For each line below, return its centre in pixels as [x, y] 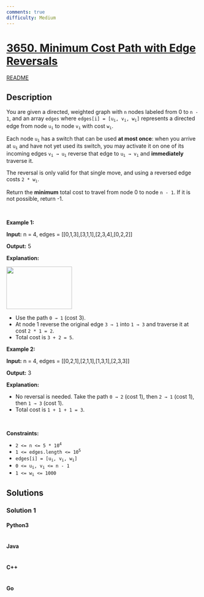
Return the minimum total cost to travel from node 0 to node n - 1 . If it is [99, 192]
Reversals [32, 61]
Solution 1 [21, 510]
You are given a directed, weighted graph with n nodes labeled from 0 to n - [102, 112]
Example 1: [21, 222]
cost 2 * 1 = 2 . [35, 331]
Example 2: [21, 349]
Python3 [17, 525]
